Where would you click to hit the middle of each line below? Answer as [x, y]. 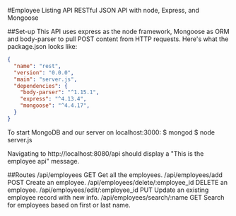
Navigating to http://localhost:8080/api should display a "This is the [106, 153]
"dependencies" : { [41, 86]
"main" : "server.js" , [46, 79]
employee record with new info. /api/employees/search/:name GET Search [116, 197]
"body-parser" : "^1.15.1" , [60, 92]
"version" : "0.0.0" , [44, 73]
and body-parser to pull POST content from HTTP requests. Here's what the [118, 39]
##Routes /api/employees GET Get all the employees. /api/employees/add [115, 175]
